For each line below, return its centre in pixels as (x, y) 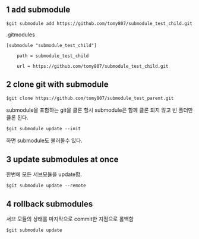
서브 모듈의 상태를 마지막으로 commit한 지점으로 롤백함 (70, 219)
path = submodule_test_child (53, 56)
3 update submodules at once (62, 160)
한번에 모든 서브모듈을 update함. (44, 174)
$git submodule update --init (44, 128)
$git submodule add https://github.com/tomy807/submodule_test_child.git (99, 23)
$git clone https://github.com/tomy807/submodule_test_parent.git (90, 98)
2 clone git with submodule (57, 85)
